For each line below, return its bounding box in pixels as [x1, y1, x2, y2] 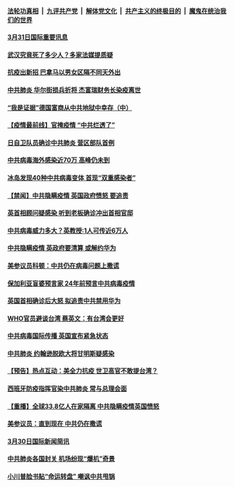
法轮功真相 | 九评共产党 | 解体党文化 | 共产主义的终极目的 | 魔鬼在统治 [7, 6, 221, 15]
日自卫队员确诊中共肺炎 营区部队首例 [7, 138, 115, 147]
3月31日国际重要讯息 [7, 33, 69, 42]
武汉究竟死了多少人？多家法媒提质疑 [7, 50, 113, 59]
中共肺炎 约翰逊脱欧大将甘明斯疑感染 [7, 349, 115, 358]
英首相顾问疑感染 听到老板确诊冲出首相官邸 [7, 209, 133, 217]
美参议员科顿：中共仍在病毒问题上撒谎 [7, 261, 119, 270]
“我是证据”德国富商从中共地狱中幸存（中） [7, 103, 133, 111]
